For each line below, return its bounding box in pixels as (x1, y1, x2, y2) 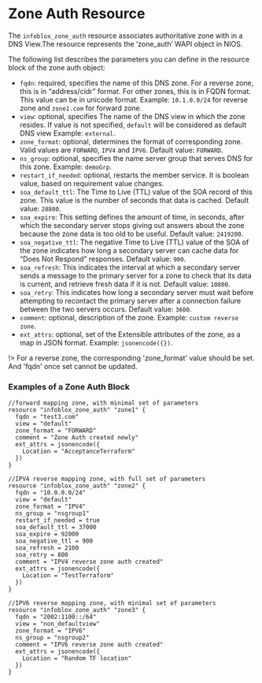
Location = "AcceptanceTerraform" (22, 447, 135, 456)
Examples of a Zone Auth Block (8, 381, 130, 392)
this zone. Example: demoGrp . (19, 162, 113, 171)
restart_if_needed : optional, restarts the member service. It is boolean (19, 170, 249, 180)
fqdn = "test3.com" (15, 413, 79, 421)
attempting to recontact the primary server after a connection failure (19, 296, 242, 305)
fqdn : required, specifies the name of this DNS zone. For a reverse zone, (19, 78, 254, 88)
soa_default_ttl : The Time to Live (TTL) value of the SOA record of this (19, 187, 253, 196)
